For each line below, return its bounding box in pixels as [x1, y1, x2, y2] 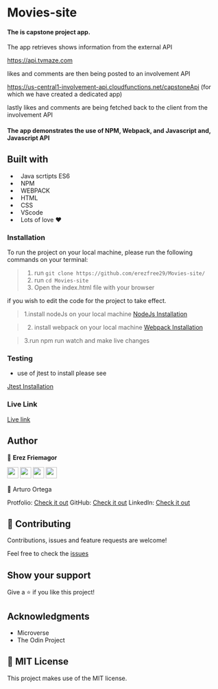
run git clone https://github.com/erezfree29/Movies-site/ [34, 269, 206, 277]
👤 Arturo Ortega [7, 485, 52, 493]
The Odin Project [16, 636, 65, 644]
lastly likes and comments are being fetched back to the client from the [7, 104, 208, 112]
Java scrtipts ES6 [20, 171, 71, 180]
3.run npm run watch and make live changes [23, 337, 149, 345]
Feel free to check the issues [7, 550, 89, 558]
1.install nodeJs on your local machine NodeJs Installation [23, 310, 188, 318]
